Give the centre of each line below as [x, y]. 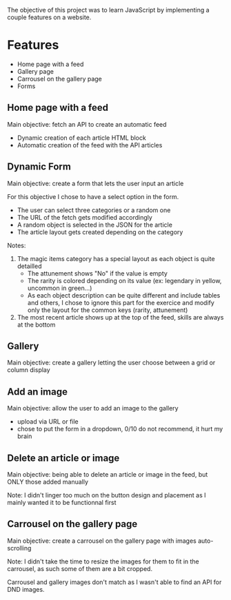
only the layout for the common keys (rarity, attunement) [108, 310]
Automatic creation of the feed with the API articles [90, 145]
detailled [29, 266]
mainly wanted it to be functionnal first [62, 503]
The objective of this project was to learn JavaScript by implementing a [108, 10]
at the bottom [36, 324]
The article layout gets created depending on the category [100, 232]
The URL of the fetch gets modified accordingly [85, 217]
